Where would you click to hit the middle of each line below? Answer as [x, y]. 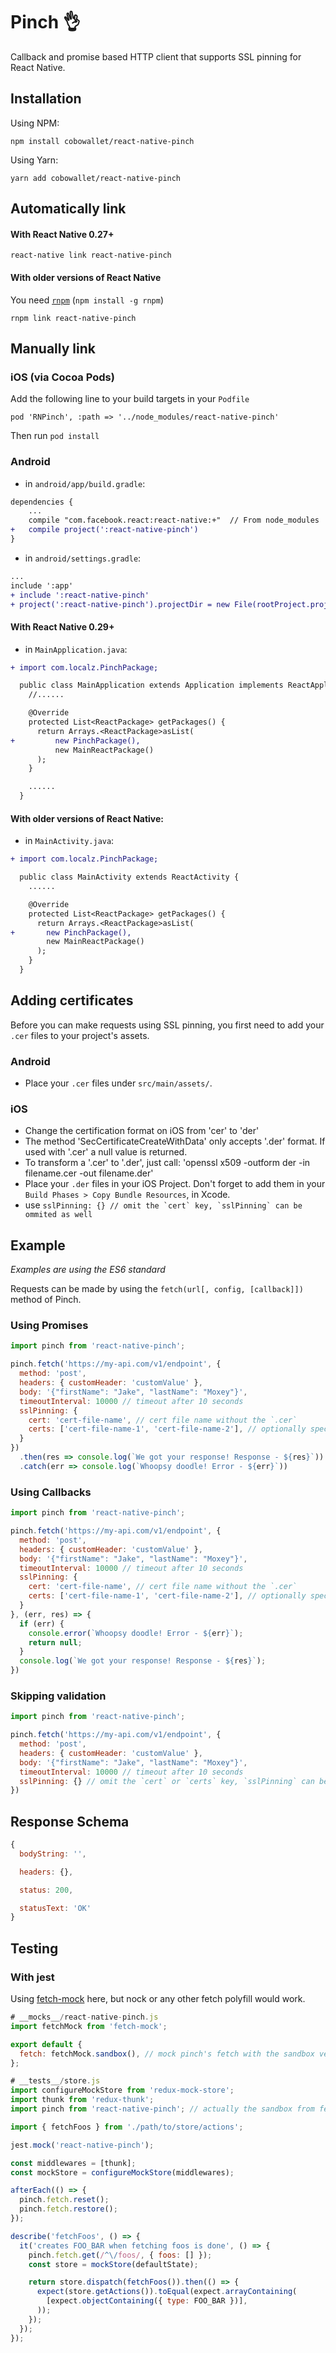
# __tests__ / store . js [55, 2081]
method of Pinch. [46, 1300]
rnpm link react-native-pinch [73, 318]
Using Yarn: [34, 160]
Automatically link [68, 209]
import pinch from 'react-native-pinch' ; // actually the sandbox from [162, 2109]
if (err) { [42, 1624]
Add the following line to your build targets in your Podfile [130, 399]
